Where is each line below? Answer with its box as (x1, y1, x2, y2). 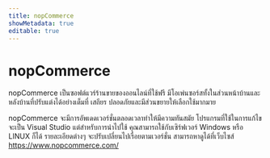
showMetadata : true (8, 19, 74, 27)
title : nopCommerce (8, 11, 74, 20)
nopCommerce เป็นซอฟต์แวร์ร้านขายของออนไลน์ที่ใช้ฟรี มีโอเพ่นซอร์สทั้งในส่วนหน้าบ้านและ (8, 88, 261, 98)
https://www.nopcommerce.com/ (8, 140, 120, 150)
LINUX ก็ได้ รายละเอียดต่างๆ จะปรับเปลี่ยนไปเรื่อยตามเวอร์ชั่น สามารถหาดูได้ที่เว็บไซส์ (8, 131, 234, 141)
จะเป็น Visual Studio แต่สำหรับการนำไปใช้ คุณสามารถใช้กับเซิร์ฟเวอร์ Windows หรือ (8, 123, 244, 132)
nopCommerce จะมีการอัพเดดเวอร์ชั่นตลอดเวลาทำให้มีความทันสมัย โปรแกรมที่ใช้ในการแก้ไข (8, 114, 263, 123)
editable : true (8, 27, 60, 35)
